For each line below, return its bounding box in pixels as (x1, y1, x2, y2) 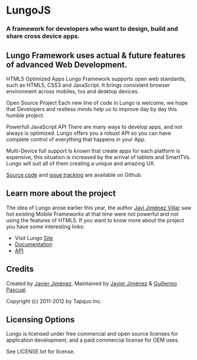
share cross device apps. (6, 32, 80, 40)
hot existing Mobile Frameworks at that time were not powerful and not (6, 210, 179, 218)
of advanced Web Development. (6, 60, 128, 70)
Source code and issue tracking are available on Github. (6, 171, 143, 178)
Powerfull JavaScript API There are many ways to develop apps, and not (6, 123, 182, 130)
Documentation (14, 241, 53, 248)
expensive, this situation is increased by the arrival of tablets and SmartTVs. (6, 153, 191, 160)
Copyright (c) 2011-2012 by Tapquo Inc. (6, 297, 102, 304)
